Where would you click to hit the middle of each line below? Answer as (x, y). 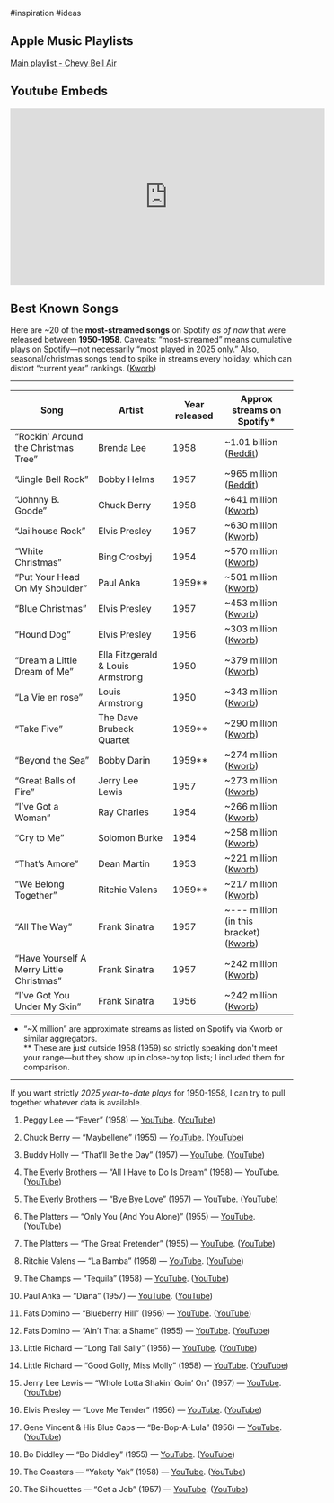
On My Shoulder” (51, 588)
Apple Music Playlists (72, 41)
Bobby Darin (124, 761)
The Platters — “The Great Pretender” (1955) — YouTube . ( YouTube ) (149, 1244)
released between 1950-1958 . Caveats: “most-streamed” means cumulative (151, 340)
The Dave (119, 718)
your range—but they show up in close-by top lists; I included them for (154, 1058)
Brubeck (116, 729)
